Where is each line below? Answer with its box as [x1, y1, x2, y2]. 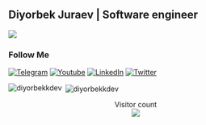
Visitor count [114, 99, 158, 109]
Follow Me [8, 49, 50, 60]
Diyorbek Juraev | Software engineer [8, 8, 199, 22]
